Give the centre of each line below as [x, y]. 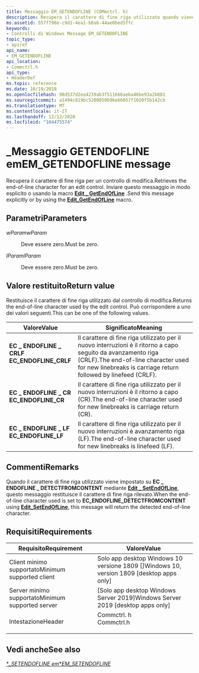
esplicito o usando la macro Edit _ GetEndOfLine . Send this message [90, 193]
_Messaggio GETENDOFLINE [78, 152]
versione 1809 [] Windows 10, [139, 566]
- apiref [17, 45]
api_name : [18, 51]
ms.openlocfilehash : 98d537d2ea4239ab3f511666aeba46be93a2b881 [86, 95]
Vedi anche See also [44, 650]
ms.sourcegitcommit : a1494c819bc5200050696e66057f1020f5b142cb [86, 100]
